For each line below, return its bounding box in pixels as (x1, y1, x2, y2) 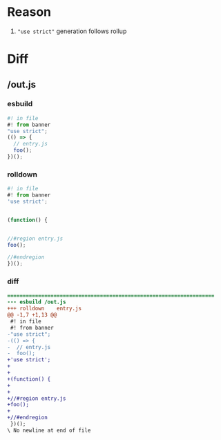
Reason (7, 4, 52, 20)
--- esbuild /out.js (7, 299, 67, 306)
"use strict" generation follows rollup (17, 27, 127, 35)
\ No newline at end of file (7, 427, 91, 434)
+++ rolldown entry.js (7, 305, 81, 312)
